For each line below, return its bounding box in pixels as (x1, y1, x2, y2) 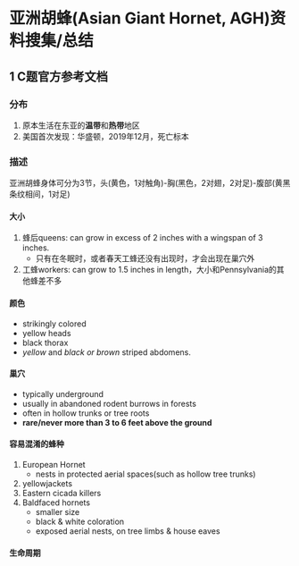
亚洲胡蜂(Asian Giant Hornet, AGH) (9, 8, 270, 29)
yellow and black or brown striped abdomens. (21, 346, 192, 358)
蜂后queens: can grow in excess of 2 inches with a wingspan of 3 (21, 232, 263, 243)
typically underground (21, 388, 104, 399)
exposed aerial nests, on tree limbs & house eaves (35, 525, 220, 536)
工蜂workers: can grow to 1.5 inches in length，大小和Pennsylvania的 (21, 265, 277, 275)
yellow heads (21, 327, 71, 338)
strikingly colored (21, 318, 87, 329)
